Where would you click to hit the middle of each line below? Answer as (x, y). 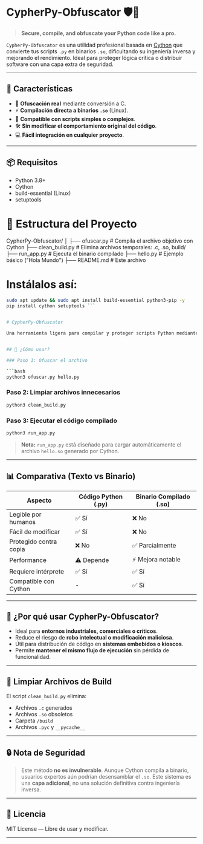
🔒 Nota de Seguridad (46, 752)
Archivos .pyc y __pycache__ (50, 727)
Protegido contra (33, 541)
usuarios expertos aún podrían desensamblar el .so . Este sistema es (106, 777)
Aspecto (39, 500)
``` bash (16, 371)
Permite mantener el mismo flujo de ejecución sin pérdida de (92, 650)
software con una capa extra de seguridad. (60, 64)
